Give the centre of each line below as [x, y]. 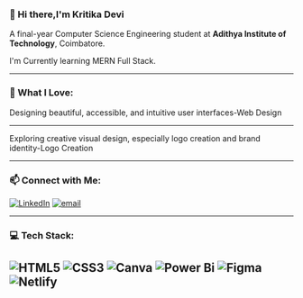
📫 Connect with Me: [55, 180]
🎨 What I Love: [41, 93]
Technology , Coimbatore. [57, 43]
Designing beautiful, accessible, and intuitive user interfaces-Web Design [146, 113]
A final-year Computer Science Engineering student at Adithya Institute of [148, 34]
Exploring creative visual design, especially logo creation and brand [135, 138]
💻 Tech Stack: [42, 235]
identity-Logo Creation [51, 148]
